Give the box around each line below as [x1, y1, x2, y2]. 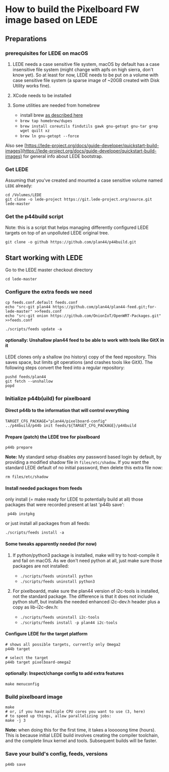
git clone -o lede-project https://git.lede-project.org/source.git [5, 197, 152, 202]
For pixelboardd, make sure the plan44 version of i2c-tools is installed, [12, 588, 160, 594]
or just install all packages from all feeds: [5, 520, 90, 526]
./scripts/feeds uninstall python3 [20, 579, 95, 584]
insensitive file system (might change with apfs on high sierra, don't [12, 66, 154, 72]
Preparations [5, 34, 47, 43]
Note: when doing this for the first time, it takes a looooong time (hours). [5, 727, 156, 733]
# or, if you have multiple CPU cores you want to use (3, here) [5, 709, 145, 714]
